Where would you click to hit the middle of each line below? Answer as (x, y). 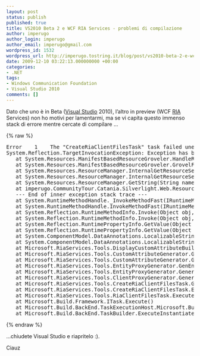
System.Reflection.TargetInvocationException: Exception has (97, 153)
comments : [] (22, 94)
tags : (13, 78)
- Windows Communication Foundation (51, 84)
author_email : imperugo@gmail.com (49, 45)
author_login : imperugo (36, 39)
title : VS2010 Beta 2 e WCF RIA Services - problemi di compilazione (94, 28)
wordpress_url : (25, 56)
